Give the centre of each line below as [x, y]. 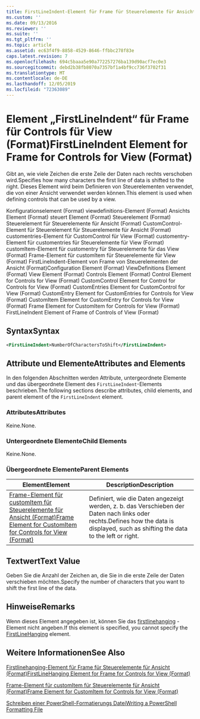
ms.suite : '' [22, 34]
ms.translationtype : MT [36, 73]
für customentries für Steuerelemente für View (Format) [96, 242]
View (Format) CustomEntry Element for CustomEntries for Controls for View [100, 293]
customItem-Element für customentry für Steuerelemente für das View [93, 249]
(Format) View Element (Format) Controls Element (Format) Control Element [99, 274]
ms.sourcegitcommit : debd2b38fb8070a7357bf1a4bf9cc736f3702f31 [86, 67]
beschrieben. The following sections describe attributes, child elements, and [99, 391]
